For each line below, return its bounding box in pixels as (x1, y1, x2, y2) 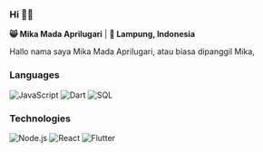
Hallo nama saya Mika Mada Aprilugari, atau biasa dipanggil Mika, (9, 46, 256, 57)
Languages (9, 69, 61, 81)
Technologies (9, 112, 71, 125)
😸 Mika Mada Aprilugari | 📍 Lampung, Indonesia (9, 29, 196, 40)
